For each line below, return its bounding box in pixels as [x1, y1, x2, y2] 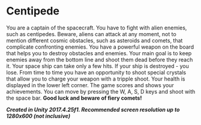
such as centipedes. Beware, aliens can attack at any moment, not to [6, 30, 177, 37]
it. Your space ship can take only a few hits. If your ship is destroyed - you [6, 62, 189, 70]
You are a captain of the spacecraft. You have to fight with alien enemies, [6, 24, 187, 31]
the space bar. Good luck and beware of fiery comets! [6, 94, 142, 102]
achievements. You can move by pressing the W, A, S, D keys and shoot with [6, 88, 196, 95]
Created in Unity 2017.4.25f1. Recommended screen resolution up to [6, 106, 180, 113]
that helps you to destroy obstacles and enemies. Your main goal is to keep [6, 49, 192, 56]
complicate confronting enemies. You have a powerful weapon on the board [6, 43, 194, 50]
